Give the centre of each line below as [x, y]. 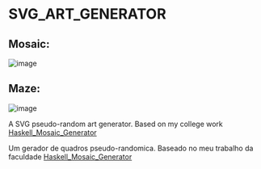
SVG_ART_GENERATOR [88, 14]
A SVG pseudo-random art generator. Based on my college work [116, 124]
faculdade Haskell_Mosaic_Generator [70, 156]
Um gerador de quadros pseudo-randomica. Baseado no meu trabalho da [131, 148]
